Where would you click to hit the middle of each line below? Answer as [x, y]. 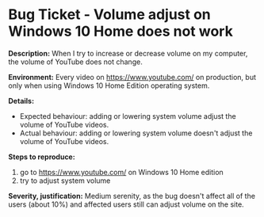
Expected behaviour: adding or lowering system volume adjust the [128, 116]
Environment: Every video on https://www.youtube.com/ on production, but [132, 77]
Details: [21, 101]
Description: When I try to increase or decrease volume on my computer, [128, 53]
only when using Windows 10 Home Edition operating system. [109, 86]
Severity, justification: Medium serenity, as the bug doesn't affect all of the [132, 196]
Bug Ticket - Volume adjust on [110, 15]
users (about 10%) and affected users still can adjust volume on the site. [126, 204]
